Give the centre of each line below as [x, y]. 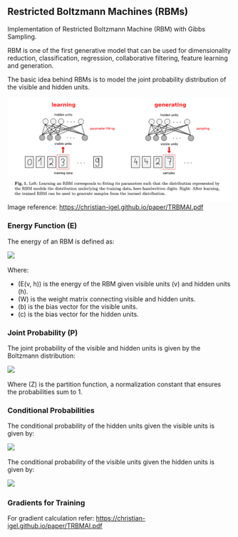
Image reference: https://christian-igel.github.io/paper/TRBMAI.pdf [105, 207]
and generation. [31, 65]
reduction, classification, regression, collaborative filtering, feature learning [118, 58]
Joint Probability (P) [43, 333]
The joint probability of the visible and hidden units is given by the [104, 348]
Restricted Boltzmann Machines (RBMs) [98, 12]
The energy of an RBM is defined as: [61, 241]
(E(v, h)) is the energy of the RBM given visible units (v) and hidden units [124, 283]
